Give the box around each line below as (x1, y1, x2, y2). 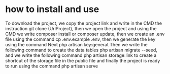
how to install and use (5, 4, 99, 15)
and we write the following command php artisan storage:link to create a (5, 52, 157, 58)
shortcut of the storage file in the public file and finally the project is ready (5, 57, 160, 63)
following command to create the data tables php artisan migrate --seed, (5, 47, 157, 53)
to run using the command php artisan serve (5, 63, 98, 69)
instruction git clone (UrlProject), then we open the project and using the (5, 25, 157, 31)
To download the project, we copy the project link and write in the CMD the (5, 20, 162, 26)
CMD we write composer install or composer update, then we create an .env (5, 31, 165, 37)
